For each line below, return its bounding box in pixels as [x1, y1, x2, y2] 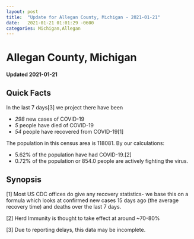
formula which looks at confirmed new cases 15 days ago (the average [6, 197, 179, 204]
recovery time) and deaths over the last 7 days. [6, 203, 122, 210]
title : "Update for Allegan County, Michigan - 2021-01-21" [6, 14, 161, 20]
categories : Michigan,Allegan [6, 25, 81, 32]
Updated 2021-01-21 [6, 71, 58, 78]
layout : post [6, 8, 39, 15]
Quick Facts [6, 88, 52, 98]
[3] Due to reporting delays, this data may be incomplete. [6, 226, 146, 233]
